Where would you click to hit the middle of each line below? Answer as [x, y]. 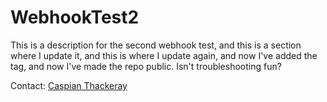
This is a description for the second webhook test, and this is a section [156, 45]
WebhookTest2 [75, 17]
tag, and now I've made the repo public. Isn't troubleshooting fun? [146, 66]
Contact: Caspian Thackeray [69, 85]
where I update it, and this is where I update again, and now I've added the [164, 55]
